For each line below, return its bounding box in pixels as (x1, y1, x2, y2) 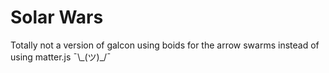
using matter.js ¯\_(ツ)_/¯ (10, 51, 112, 63)
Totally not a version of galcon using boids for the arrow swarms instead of (10, 39, 320, 51)
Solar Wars (10, 6, 104, 29)
